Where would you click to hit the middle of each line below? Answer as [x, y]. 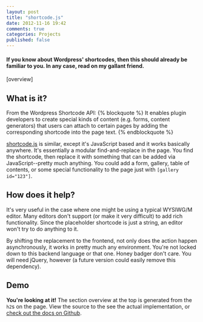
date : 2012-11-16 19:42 [36, 23]
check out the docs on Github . [44, 313]
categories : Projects [34, 34]
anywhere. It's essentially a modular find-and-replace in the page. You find [100, 150]
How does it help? [41, 195]
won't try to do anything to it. [42, 229]
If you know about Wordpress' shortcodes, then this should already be [97, 59]
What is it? [27, 98]
